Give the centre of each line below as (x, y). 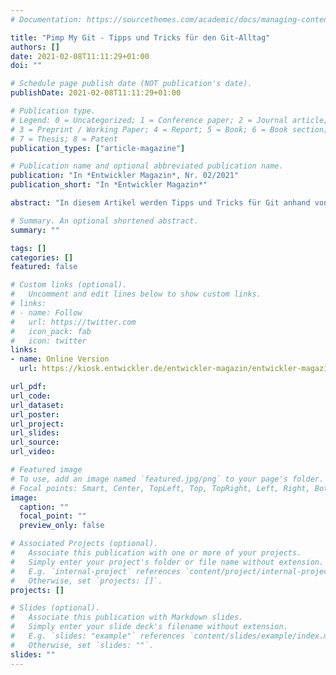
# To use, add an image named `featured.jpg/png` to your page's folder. (167, 479)
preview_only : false (62, 526)
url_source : (35, 442)
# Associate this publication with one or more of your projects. (156, 553)
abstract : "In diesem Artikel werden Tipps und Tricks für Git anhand (160, 203)
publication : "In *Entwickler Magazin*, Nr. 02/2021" (125, 176)
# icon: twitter (48, 341)
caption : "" (44, 507)
